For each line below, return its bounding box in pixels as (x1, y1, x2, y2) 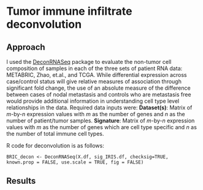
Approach (6, 42, 45, 52)
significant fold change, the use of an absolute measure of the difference (6, 84, 191, 92)
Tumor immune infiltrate (6, 4, 132, 18)
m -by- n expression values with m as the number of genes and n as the (6, 111, 185, 117)
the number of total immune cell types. (6, 130, 104, 137)
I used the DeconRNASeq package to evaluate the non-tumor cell (6, 58, 172, 65)
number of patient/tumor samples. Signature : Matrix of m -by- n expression (6, 117, 195, 124)
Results (6, 176, 36, 186)
